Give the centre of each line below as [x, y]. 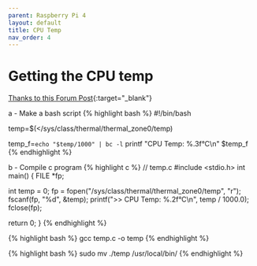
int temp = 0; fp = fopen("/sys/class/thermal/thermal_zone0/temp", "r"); [125, 191]
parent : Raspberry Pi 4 [47, 15]
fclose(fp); [25, 208]
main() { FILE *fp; [36, 176]
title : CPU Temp [35, 30]
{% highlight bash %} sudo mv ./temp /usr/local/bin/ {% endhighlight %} [126, 253]
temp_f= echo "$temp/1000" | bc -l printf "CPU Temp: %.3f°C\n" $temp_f [128, 144]
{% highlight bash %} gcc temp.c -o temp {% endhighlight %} [109, 238]
